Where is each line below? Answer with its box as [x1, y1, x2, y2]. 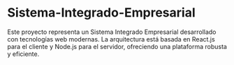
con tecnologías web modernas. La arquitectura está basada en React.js [7, 35, 215, 43]
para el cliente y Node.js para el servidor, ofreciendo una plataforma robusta [7, 42, 227, 50]
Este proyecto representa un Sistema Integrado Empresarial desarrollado [7, 28, 217, 36]
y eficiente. [7, 50, 40, 58]
